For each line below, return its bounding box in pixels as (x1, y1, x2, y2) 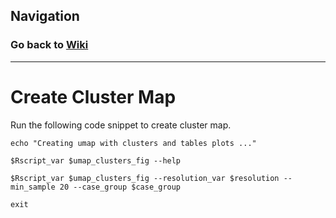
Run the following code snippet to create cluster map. (10, 119, 232, 131)
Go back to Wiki (10, 38, 89, 52)
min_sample (10, 182, 56, 192)
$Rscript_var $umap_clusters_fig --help (10, 155, 182, 166)
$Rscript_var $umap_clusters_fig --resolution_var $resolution (10, 173, 280, 183)
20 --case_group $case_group (59, 182, 182, 192)
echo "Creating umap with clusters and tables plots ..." (10, 138, 257, 148)
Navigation (10, 8, 80, 25)
